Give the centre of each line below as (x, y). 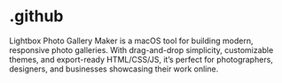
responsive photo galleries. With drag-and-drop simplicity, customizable (141, 49)
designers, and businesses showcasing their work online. (114, 69)
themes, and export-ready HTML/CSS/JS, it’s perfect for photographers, (141, 59)
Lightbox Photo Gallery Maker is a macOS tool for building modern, (131, 41)
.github (36, 16)
